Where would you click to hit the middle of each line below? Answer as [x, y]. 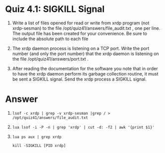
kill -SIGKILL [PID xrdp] [39, 146]
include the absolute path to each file [50, 39]
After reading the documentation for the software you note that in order [85, 69]
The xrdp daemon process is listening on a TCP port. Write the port [81, 48]
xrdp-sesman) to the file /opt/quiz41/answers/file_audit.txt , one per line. [86, 28]
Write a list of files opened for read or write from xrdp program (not [81, 23]
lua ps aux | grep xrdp [37, 137]
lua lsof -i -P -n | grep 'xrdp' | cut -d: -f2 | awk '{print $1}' [83, 127]
